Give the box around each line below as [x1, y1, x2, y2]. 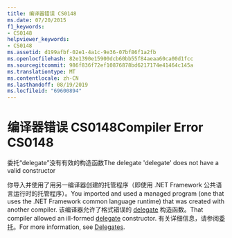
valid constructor [7, 167, 56, 175]
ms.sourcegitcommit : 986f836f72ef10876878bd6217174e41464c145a [7, 62, 194, 69]
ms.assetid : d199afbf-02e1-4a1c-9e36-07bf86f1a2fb [7, 49, 157, 56]
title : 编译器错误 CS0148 [7, 10, 77, 17]
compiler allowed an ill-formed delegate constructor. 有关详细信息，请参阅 [7, 214, 220, 223]
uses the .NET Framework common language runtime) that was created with [7, 197, 225, 205]
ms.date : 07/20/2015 [7, 17, 67, 24]
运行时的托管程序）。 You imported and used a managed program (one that [12, 189, 224, 198]
